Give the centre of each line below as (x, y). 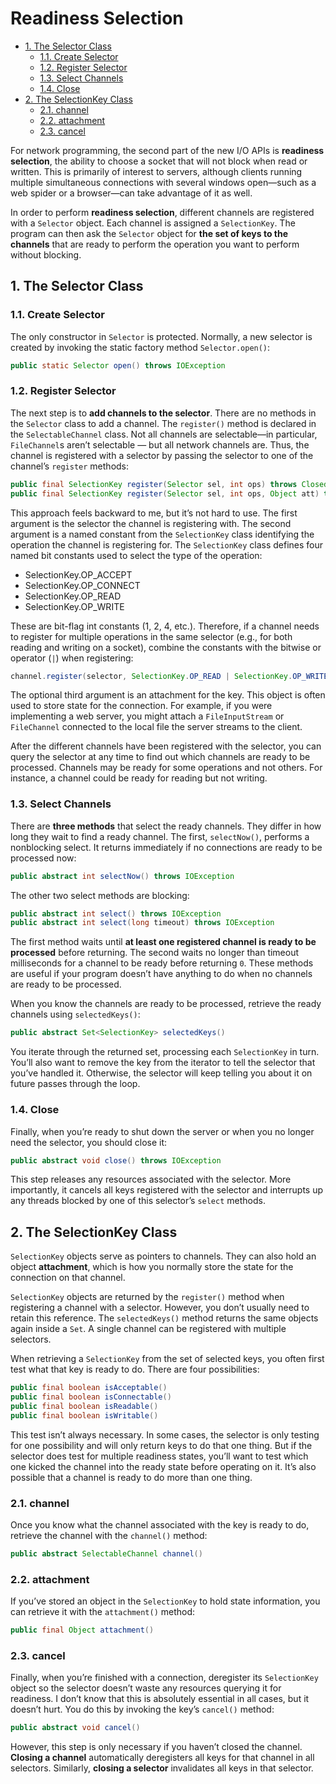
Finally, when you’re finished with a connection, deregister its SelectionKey (164, 1678)
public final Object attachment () (82, 1630)
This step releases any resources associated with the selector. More (151, 1179)
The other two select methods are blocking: (100, 895)
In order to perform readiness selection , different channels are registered (162, 212)
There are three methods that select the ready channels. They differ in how (166, 826)
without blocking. (46, 254)
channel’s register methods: (70, 466)
